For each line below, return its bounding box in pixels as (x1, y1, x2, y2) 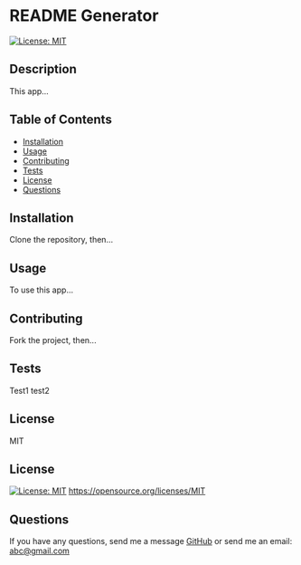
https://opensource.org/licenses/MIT (68, 485, 206, 496)
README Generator (9, 5, 159, 26)
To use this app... (9, 284, 74, 295)
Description (9, 62, 77, 77)
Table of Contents (9, 112, 113, 128)
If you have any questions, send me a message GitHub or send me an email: (9, 536, 293, 547)
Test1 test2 (9, 385, 50, 396)
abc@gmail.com (9, 545, 71, 557)
